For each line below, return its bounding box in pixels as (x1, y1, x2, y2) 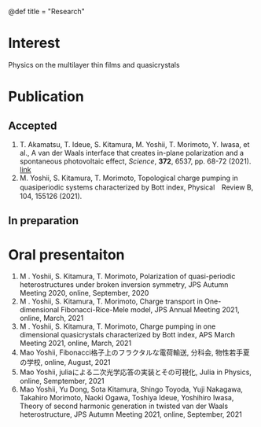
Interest (8, 35, 61, 52)
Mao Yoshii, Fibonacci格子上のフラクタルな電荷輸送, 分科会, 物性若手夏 (19, 348, 250, 357)
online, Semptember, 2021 (19, 377, 105, 386)
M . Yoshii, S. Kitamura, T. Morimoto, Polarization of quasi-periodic (19, 271, 236, 282)
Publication (8, 88, 84, 105)
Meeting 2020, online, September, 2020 (19, 289, 149, 298)
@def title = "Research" (8, 7, 85, 16)
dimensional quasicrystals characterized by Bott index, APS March (19, 330, 236, 340)
